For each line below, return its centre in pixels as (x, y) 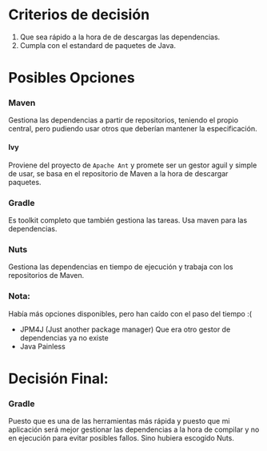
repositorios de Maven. (46, 276)
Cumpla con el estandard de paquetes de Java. (98, 45)
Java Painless (42, 346)
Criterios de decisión (79, 15)
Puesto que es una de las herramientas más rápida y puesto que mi (119, 421)
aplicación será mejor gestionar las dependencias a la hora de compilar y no (134, 429)
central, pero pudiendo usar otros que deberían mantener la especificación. (133, 129)
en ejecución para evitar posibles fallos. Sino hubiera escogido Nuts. (121, 438)
